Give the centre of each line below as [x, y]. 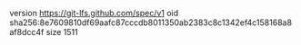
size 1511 [62, 32]
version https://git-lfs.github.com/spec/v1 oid [94, 13]
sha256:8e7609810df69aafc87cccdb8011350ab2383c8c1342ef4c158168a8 [151, 22]
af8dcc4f [27, 32]
